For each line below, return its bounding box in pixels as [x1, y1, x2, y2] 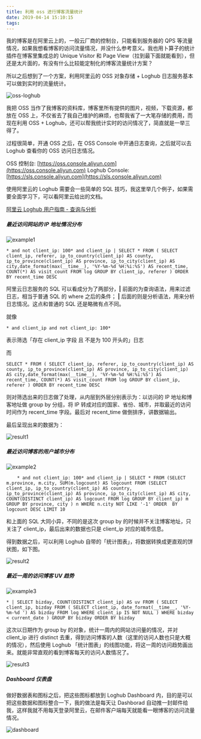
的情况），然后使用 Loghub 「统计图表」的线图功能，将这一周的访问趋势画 [6, 641, 188, 649]
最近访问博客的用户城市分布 [6, 448, 75, 455]
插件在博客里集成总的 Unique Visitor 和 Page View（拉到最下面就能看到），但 [6, 52, 195, 59]
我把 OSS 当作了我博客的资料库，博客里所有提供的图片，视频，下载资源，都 [6, 105, 193, 112]
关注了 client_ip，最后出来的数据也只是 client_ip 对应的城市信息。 [6, 525, 167, 532]
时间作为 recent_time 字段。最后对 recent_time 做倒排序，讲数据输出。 [6, 409, 180, 416]
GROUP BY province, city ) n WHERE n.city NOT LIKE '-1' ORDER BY [6, 501, 178, 508]
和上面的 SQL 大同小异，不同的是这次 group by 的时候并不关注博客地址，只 [6, 518, 191, 525]
